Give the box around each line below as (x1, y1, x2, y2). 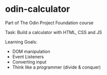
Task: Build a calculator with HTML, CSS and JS (5, 29, 102, 35)
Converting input (12, 59, 47, 65)
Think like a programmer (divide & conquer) (12, 64, 101, 70)
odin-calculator (5, 3, 70, 15)
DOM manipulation (12, 48, 50, 54)
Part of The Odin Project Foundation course (5, 20, 94, 26)
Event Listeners (12, 53, 44, 60)
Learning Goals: (5, 38, 37, 45)
